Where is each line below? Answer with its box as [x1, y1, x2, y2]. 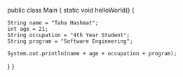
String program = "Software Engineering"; [7, 38, 133, 45]
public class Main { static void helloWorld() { [7, 6, 135, 14]
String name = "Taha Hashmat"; [7, 20, 99, 27]
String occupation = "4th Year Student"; [7, 31, 130, 38]
